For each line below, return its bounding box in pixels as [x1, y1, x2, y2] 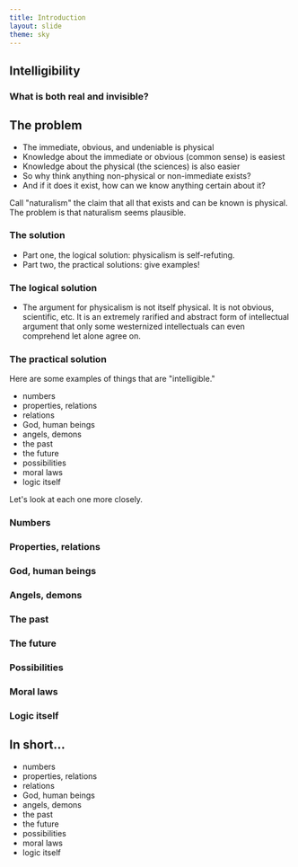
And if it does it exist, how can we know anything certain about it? [22, 180, 267, 190]
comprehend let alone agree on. [22, 331, 141, 341]
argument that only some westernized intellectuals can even [22, 321, 245, 332]
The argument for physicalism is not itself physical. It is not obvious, [22, 302, 275, 313]
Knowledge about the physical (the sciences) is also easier [22, 161, 241, 172]
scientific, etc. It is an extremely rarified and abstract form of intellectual [22, 312, 290, 323]
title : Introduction [9, 13, 87, 22]
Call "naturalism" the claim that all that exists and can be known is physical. [9, 197, 288, 208]
